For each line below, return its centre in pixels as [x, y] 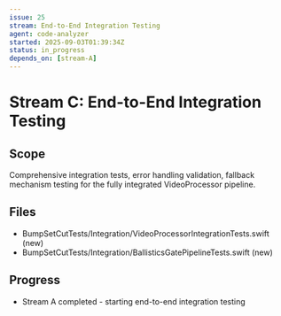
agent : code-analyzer [49, 34]
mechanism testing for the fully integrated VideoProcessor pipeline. [133, 184]
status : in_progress [47, 50]
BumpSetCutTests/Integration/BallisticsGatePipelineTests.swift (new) [147, 252]
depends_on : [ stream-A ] [53, 58]
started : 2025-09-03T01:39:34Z [67, 42]
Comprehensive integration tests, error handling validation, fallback [132, 175]
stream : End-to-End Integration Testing [85, 26]
